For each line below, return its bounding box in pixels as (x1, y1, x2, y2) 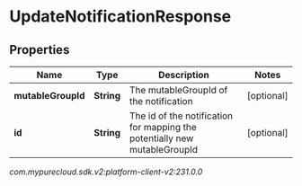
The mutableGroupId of (129, 84, 228, 96)
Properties (9, 42, 70, 58)
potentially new (129, 132, 194, 145)
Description (158, 69, 209, 81)
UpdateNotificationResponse (9, 6, 232, 27)
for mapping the (129, 121, 198, 133)
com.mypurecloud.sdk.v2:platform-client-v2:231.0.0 (9, 166, 203, 177)
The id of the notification (129, 110, 234, 122)
